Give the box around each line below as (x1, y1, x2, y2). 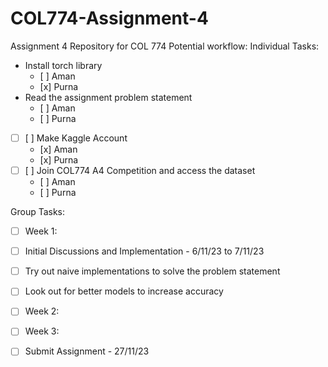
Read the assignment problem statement (24, 91, 193, 103)
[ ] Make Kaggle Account (24, 132, 128, 144)
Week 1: (24, 225, 58, 237)
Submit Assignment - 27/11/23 (24, 345, 150, 357)
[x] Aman (39, 143, 78, 155)
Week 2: (24, 305, 60, 317)
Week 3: (24, 325, 60, 337)
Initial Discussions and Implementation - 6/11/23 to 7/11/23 (24, 245, 265, 257)
